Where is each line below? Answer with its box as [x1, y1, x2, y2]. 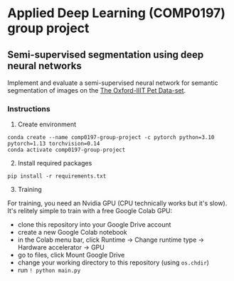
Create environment [17, 120, 77, 129]
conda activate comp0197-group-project [7, 146, 126, 154]
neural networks [7, 59, 82, 72]
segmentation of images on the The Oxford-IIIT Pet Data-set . [7, 86, 186, 94]
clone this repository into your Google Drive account [17, 220, 171, 229]
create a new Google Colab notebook [17, 228, 127, 237]
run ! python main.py [17, 266, 81, 275]
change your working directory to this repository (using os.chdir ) [17, 258, 210, 267]
